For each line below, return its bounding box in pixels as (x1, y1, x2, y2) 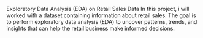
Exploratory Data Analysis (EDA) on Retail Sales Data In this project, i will (6, 6, 190, 12)
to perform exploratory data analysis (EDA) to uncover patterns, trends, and (6, 18, 197, 25)
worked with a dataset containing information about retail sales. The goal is (6, 12, 196, 19)
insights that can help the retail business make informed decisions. (6, 25, 175, 32)
